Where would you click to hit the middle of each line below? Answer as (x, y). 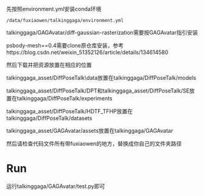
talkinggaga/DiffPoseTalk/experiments (65, 98)
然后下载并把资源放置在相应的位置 (49, 65)
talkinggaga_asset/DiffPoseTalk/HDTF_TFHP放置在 (69, 111)
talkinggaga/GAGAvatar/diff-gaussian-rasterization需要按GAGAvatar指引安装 (102, 33)
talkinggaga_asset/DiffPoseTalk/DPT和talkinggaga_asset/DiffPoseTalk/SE (98, 91)
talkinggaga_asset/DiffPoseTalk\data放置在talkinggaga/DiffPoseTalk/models (101, 78)
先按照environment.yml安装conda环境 (54, 9)
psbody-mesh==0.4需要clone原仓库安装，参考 (65, 45)
